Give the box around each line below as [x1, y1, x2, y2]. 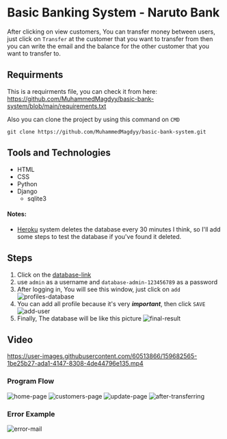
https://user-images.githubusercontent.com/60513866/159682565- [7, 352, 198, 360]
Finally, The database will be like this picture [16, 314, 142, 323]
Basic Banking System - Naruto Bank [7, 5, 220, 21]
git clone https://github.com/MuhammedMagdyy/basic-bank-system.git [7, 128, 206, 135]
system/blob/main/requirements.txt [7, 101, 107, 110]
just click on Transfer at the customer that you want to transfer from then [7, 34, 213, 42]
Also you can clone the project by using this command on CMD [7, 115, 180, 123]
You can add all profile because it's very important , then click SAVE [16, 299, 206, 308]
